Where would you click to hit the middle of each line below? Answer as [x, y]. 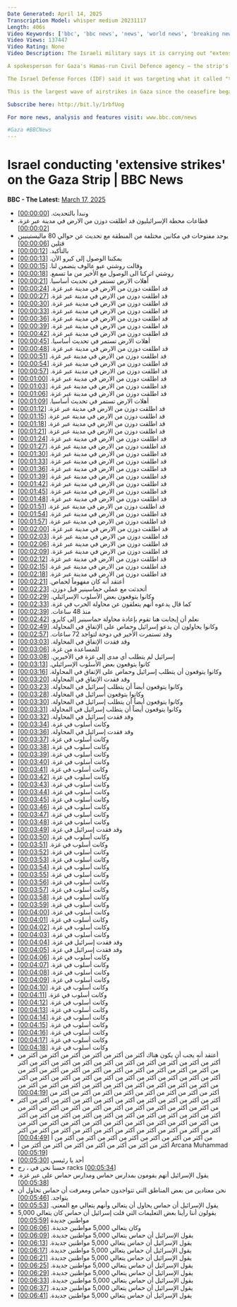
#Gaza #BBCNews [30, 130]
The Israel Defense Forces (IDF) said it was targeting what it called [115, 79]
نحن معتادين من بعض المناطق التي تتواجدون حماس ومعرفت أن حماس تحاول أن [122, 1190]
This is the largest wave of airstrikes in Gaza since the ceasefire [112, 92]
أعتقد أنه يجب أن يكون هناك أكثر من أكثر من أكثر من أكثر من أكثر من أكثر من [118, 1055]
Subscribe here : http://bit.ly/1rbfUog [66, 104]
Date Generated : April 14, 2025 [55, 14]
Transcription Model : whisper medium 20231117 [77, 21]
